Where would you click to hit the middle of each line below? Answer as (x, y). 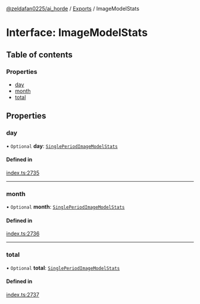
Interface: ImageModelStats (77, 33)
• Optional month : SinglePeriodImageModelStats (65, 207)
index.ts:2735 (23, 173)
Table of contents (39, 55)
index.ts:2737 (23, 294)
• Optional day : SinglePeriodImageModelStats (62, 146)
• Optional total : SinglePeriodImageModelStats (63, 268)
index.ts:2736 (23, 234)
